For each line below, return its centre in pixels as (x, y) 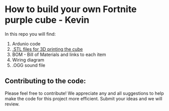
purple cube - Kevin (47, 20)
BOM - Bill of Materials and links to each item (59, 54)
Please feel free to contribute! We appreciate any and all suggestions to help (84, 93)
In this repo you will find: (30, 34)
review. (12, 104)
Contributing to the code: (46, 81)
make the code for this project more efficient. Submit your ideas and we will (83, 98)
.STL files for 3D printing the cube (47, 49)
